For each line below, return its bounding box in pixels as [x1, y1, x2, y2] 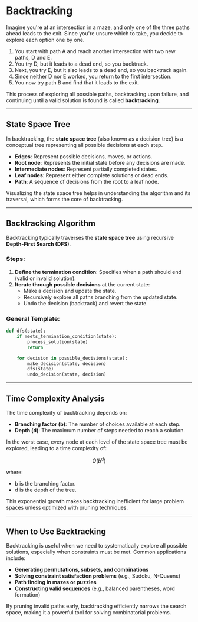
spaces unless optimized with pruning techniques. [6, 504, 128, 511]
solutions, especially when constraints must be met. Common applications [6, 548, 187, 556]
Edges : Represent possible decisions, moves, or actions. [14, 152, 153, 160]
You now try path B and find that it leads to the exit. [14, 79, 140, 86]
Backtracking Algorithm [6, 219, 96, 229]
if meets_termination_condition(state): [16, 334, 117, 340]
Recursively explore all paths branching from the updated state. [23, 294, 178, 301]
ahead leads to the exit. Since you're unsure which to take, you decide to [6, 30, 183, 37]
